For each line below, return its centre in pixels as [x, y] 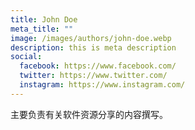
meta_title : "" [42, 29]
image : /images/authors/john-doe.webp [91, 38]
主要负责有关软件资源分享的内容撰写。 [89, 114]
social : [26, 57]
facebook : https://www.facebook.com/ [98, 66]
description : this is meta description [93, 47]
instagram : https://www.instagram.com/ [102, 85]
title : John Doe [44, 19]
